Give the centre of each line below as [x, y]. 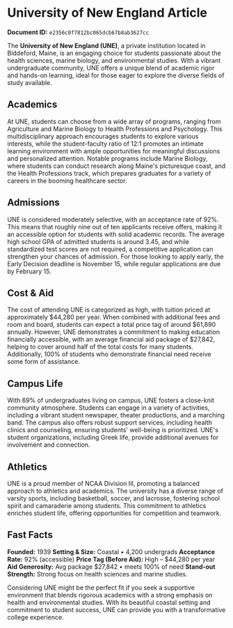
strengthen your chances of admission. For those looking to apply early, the [115, 256]
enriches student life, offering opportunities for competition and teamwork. [114, 513]
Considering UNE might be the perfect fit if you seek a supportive [101, 588]
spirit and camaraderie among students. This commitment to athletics [107, 506]
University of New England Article [107, 13]
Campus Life [35, 384]
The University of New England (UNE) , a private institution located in [106, 45]
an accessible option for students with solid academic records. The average [116, 234]
